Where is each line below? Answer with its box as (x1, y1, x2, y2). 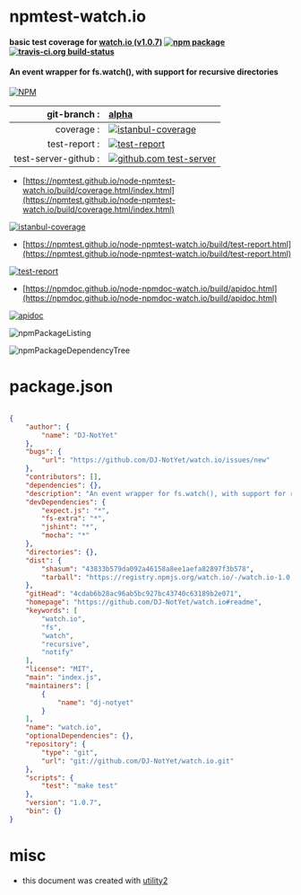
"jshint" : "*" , (41, 523, 99, 532)
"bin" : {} (25, 807, 63, 816)
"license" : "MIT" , (25, 665, 94, 674)
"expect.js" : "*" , (41, 506, 110, 515)
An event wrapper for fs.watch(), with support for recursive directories (9, 66, 279, 77)
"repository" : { (25, 740, 87, 749)
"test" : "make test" (41, 782, 118, 791)
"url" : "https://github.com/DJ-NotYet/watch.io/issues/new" (41, 456, 271, 465)
